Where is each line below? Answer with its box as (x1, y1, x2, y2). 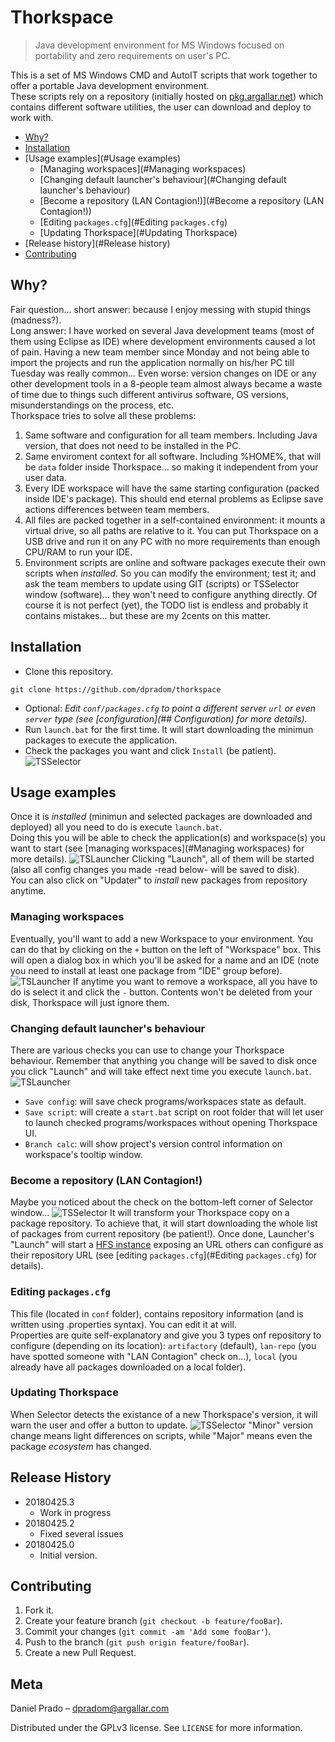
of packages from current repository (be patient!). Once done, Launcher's (10, 1228, 315, 1240)
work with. (10, 111, 54, 123)
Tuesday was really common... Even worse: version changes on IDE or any (10, 367, 317, 379)
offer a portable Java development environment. (10, 79, 210, 91)
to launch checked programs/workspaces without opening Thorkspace (24, 1116, 318, 1128)
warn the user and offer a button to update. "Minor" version (10, 1419, 313, 1431)
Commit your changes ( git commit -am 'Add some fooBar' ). (24, 1626, 272, 1638)
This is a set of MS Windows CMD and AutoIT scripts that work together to (10, 69, 318, 81)
